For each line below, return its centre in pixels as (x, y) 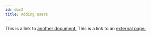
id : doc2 (14, 10)
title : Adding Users (27, 14)
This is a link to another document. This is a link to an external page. (75, 28)
